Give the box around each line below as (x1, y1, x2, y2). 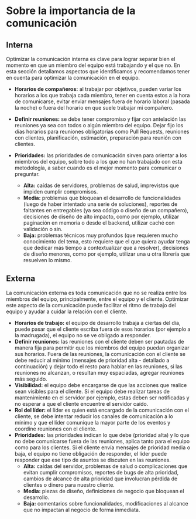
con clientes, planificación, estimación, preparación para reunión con (14, 134, 181, 141)
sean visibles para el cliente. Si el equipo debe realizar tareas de (14, 388, 170, 395)
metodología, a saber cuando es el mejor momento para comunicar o (14, 164, 181, 171)
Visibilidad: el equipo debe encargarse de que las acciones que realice (14, 381, 187, 388)
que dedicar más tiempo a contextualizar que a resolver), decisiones (23, 245, 189, 251)
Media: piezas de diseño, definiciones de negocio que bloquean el (23, 487, 184, 494)
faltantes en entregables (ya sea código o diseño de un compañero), (23, 207, 189, 213)
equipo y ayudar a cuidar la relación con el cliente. (6, 308, 128, 315)
